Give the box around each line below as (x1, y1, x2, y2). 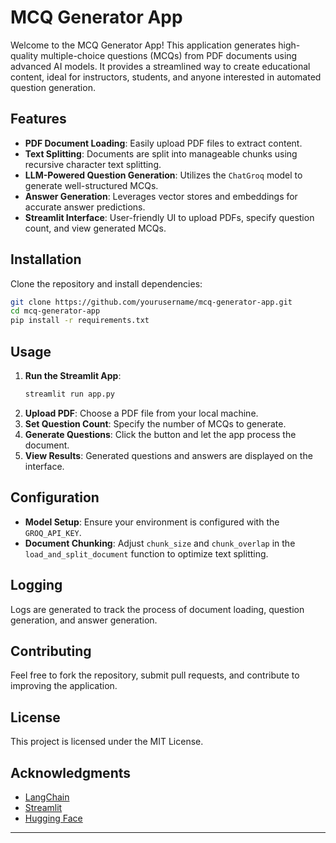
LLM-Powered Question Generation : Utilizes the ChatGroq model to (24, 169, 303, 181)
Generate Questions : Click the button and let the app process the (24, 428, 297, 440)
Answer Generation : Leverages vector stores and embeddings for (24, 190, 298, 202)
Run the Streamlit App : (24, 370, 122, 381)
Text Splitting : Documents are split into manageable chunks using (24, 147, 298, 160)
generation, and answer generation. (10, 614, 158, 626)
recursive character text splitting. (24, 158, 162, 170)
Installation (10, 251, 82, 268)
